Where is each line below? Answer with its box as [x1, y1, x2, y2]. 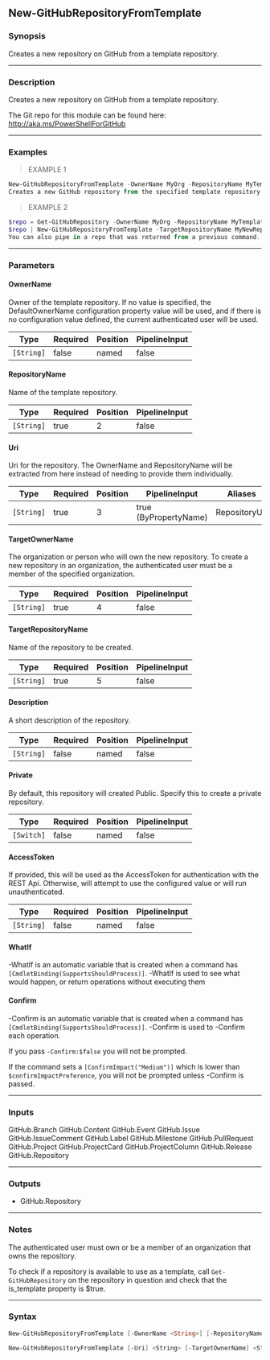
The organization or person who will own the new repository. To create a [8, 552, 249, 562]
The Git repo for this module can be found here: [8, 110, 166, 120]
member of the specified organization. [8, 569, 135, 579]
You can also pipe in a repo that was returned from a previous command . [8, 233, 261, 241]
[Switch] [12, 830, 46, 839]
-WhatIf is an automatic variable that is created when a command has [8, 960, 239, 970]
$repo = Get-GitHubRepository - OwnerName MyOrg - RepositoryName [8, 218, 228, 226]
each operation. [8, 1030, 61, 1041]
